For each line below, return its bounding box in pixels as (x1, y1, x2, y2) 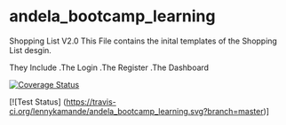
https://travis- (66, 96, 117, 107)
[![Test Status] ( (9, 96, 67, 107)
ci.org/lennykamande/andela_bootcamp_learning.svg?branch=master (9, 105, 264, 116)
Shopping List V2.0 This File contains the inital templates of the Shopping (9, 35, 278, 46)
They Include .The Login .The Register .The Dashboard (9, 62, 210, 73)
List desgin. (9, 44, 52, 55)
